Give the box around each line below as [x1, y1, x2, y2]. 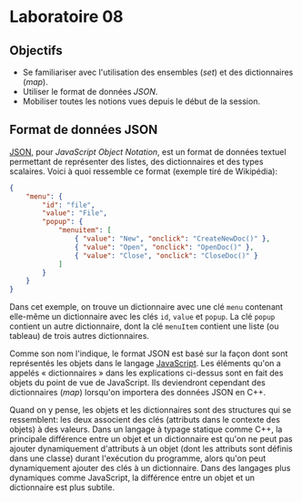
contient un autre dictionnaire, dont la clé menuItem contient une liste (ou [9, 321, 279, 332]
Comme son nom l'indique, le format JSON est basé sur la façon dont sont [9, 348, 288, 359]
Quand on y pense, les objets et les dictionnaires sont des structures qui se [9, 405, 292, 415]
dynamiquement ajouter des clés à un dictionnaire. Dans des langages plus [9, 463, 291, 474]
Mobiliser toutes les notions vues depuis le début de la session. [22, 96, 261, 107]
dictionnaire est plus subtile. [9, 482, 116, 493]
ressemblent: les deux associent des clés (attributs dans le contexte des [9, 415, 280, 425]
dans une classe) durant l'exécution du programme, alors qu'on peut [9, 453, 267, 464]
